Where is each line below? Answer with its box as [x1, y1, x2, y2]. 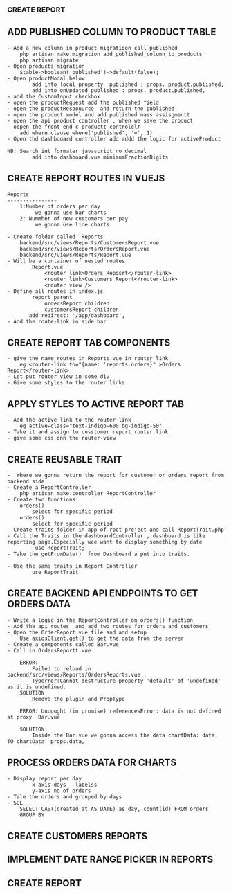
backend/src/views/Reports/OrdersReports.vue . [7, 671, 147, 678]
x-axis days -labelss [32, 781, 98, 788]
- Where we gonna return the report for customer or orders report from [7, 472, 225, 479]
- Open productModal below [7, 75, 85, 82]
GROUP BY [19, 812, 45, 819]
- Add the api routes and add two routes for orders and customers [7, 623, 209, 629]
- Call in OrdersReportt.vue [7, 647, 91, 654]
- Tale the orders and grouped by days [7, 793, 122, 801]
